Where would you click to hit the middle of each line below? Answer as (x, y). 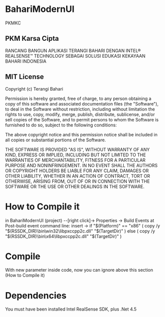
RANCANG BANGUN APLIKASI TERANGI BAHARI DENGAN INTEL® (73, 50)
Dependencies (36, 295)
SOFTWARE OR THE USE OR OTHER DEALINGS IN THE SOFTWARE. (75, 186)
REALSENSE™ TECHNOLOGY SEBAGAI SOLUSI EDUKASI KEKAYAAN (75, 56)
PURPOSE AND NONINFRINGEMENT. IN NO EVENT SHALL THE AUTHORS (82, 165)
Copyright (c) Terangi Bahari (34, 89)
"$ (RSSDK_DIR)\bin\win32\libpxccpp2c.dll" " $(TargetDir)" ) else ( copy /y (80, 231)
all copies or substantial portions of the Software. (55, 140)
